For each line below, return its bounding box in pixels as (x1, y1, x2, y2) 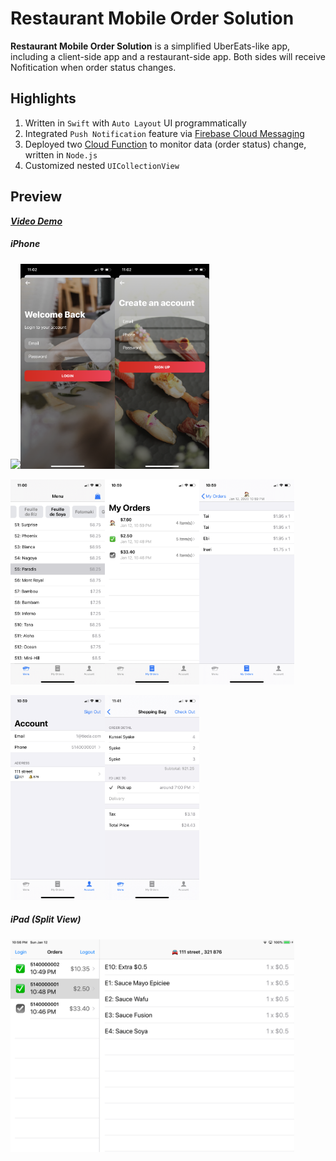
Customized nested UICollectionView (24, 159, 180, 171)
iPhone (10, 238, 41, 250)
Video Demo (10, 215, 63, 227)
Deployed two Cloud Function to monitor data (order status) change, (24, 138, 307, 150)
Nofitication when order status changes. (10, 61, 177, 73)
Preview (10, 188, 63, 206)
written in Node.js (24, 148, 98, 161)
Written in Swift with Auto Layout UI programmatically (24, 117, 247, 129)
